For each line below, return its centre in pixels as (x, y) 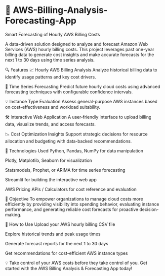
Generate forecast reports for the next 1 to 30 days (57, 243)
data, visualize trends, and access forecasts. (51, 124)
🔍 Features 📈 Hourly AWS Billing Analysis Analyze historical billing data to (81, 69)
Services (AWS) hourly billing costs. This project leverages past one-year (80, 49)
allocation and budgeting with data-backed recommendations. (68, 141)
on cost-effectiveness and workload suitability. (53, 107)
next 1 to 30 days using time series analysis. (50, 60)
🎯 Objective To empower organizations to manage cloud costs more (74, 199)
